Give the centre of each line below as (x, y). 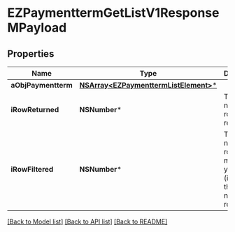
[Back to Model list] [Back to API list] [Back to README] (87, 221)
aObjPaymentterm (42, 85)
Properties (31, 54)
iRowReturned (35, 110)
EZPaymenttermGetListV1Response (113, 13)
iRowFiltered (32, 169)
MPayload (37, 28)
